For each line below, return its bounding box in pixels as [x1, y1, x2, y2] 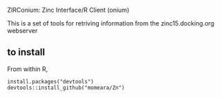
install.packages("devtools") [7, 78, 95, 85]
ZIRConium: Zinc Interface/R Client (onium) [7, 6, 130, 14]
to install [7, 46, 46, 58]
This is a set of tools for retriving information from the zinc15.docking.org [7, 19, 215, 27]
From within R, [7, 65, 48, 73]
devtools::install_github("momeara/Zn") [7, 84, 126, 91]
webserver [7, 27, 38, 35]
